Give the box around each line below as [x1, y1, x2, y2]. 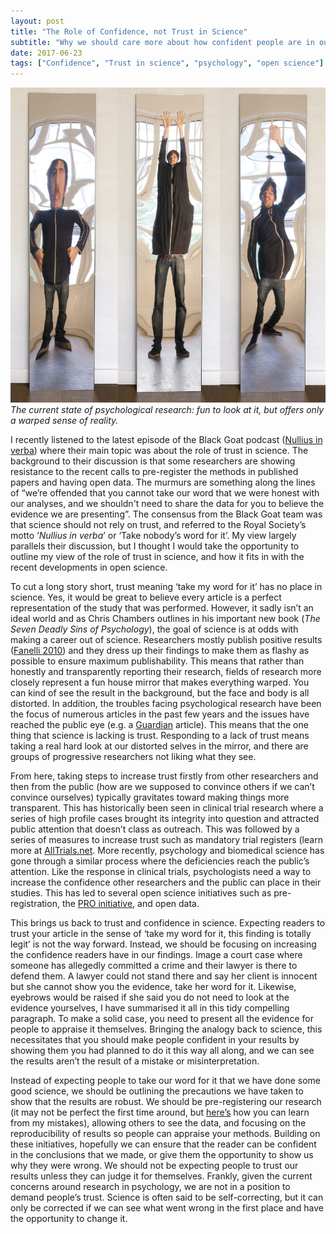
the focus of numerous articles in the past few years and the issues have [10, 708, 310, 720]
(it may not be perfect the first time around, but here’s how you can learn [10, 1106, 310, 1119]
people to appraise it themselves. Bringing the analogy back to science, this [10, 1023, 323, 1035]
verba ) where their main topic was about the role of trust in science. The [10, 445, 309, 457]
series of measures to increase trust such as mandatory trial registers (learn [10, 834, 323, 846]
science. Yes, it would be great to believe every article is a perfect [10, 591, 282, 604]
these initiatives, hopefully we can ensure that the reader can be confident [10, 1138, 317, 1150]
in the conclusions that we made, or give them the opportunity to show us [10, 1149, 314, 1161]
